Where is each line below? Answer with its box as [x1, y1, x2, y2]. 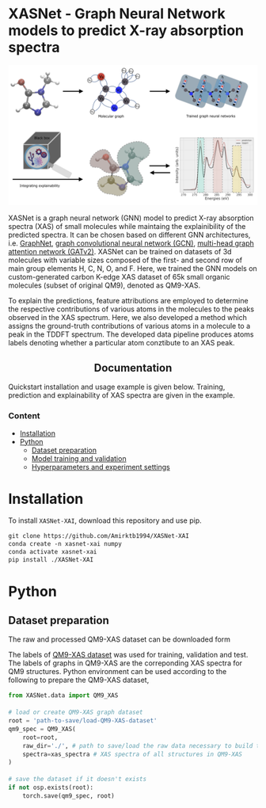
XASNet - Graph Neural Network [8, 5, 226, 23]
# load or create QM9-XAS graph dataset [8, 708, 144, 717]
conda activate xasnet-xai [8, 548, 97, 556]
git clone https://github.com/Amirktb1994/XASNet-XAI [8, 532, 190, 540]
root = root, [22, 734, 59, 741]
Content [8, 410, 41, 421]
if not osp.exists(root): [8, 783, 93, 792]
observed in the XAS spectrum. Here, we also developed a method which [8, 313, 248, 322]
